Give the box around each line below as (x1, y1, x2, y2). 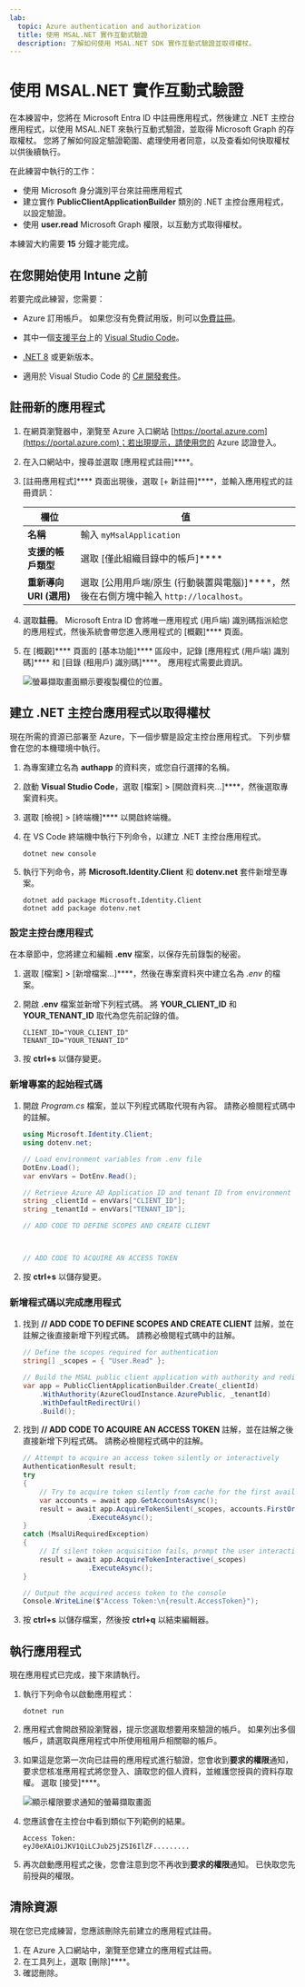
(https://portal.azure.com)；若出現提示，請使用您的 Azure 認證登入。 (22, 437, 281, 448)
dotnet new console (22, 849, 97, 859)
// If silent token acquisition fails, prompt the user (39, 1546, 255, 1556)
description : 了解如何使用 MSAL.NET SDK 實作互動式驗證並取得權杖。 (17, 38, 256, 48)
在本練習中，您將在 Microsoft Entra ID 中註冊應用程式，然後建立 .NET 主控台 (9, 113, 295, 124)
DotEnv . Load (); (22, 1163, 81, 1172)
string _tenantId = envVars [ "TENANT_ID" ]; (22, 1205, 186, 1214)
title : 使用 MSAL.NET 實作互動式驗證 (17, 30, 148, 39)
